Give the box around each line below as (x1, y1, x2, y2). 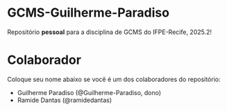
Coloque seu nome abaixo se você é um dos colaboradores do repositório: (7, 75, 221, 83)
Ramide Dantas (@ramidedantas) (17, 96, 112, 104)
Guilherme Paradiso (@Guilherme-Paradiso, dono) (17, 88, 162, 96)
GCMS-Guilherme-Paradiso (7, 5, 170, 21)
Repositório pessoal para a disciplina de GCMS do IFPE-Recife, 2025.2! (7, 28, 212, 36)
